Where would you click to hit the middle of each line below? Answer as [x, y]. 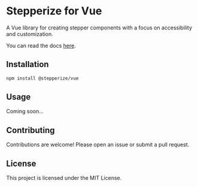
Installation [28, 64]
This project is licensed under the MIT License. [64, 178]
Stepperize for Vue [54, 11]
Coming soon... [25, 111]
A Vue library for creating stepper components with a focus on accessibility [99, 28]
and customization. [30, 34]
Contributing [31, 130]
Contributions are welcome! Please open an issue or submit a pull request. [98, 144]
